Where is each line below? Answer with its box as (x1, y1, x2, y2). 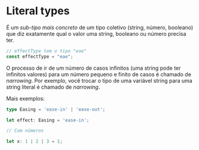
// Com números (6, 128, 44, 134)
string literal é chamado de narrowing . (6, 83, 100, 90)
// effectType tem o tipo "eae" (6, 48, 87, 54)
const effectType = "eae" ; (6, 54, 74, 60)
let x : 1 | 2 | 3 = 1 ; (6, 139, 63, 145)
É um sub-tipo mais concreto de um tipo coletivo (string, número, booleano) (6, 24, 194, 31)
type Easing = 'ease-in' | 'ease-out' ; (6, 106, 106, 112)
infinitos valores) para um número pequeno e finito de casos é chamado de (6, 70, 191, 78)
